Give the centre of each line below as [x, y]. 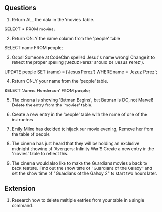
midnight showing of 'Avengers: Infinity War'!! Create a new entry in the [83, 148]
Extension [20, 189]
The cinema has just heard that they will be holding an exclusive [75, 143]
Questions [21, 8]
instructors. [23, 119]
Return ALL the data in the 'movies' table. [53, 19]
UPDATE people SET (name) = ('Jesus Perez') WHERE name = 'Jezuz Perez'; [81, 72]
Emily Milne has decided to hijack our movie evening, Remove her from [82, 129]
